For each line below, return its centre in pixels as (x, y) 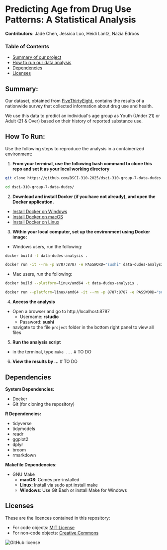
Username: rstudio (39, 317)
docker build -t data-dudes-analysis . (46, 256)
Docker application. (33, 202)
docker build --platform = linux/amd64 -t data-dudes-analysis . (72, 283)
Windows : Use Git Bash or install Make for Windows (73, 490)
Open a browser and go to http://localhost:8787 (61, 312)
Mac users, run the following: (42, 274)
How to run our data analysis (42, 63)
